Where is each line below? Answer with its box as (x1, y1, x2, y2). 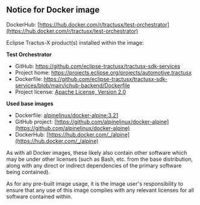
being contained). (6, 168, 50, 175)
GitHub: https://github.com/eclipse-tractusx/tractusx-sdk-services (14, 62, 181, 70)
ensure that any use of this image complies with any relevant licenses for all (6, 186, 195, 194)
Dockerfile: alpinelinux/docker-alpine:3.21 (14, 111, 119, 119)
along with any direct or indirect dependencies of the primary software (6, 161, 182, 169)
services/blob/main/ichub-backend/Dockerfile (14, 82, 131, 89)
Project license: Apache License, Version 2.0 (14, 88, 127, 96)
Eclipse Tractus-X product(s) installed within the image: (6, 39, 144, 46)
